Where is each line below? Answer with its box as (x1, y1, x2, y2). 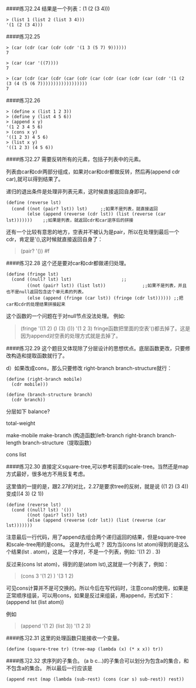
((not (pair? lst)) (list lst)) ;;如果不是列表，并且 (27, 283, 187, 288)
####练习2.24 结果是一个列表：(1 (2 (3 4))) (6, 5, 110, 12)
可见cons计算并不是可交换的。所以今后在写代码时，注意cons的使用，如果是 (6, 585, 189, 592)
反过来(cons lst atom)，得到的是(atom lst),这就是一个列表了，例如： (6, 561, 169, 568)
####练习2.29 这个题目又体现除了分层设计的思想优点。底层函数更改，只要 (6, 345, 185, 351)
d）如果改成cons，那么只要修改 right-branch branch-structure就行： (6, 365, 173, 371)
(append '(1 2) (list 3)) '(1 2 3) (20, 622, 91, 629)
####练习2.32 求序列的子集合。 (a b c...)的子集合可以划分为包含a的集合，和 (6, 657, 189, 664)
